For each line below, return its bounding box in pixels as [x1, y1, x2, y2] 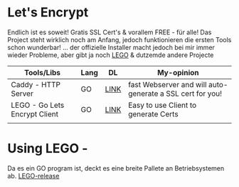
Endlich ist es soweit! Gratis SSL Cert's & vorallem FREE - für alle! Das [7, 28, 212, 36]
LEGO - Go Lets [11, 100, 65, 110]
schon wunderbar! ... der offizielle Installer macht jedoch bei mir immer [7, 43, 216, 51]
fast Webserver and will [127, 79, 207, 89]
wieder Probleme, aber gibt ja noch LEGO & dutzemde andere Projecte [7, 51, 214, 59]
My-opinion [157, 67, 199, 77]
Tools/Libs [24, 67, 61, 77]
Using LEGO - [7, 141, 88, 157]
